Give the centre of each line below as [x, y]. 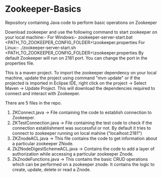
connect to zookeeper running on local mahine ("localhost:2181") [77, 133]
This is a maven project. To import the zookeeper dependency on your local [81, 72]
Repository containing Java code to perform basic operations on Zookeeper [81, 22]
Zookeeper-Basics [43, 9]
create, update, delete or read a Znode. [51, 169]
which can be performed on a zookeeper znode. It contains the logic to [83, 164]
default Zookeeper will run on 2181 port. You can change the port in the [76, 58]
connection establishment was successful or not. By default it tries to [81, 128]
